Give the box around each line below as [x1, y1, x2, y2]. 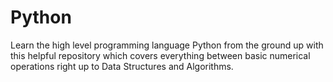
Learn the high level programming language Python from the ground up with [10, 39, 324, 51]
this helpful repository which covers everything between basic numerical [10, 49, 311, 61]
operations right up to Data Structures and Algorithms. [10, 60, 234, 72]
